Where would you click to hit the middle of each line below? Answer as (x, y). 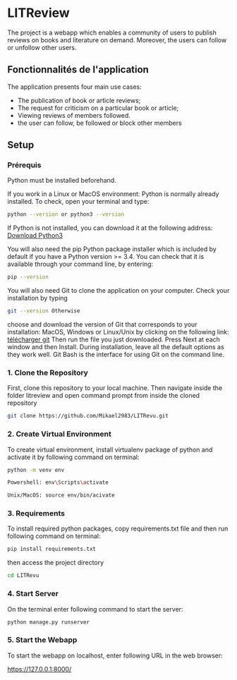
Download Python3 (35, 236)
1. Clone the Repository (48, 372)
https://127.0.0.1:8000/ (39, 669)
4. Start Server (33, 594)
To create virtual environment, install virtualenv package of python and (110, 449)
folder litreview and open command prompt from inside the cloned (103, 396)
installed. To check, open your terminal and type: (78, 202)
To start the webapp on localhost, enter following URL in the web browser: (115, 655)
